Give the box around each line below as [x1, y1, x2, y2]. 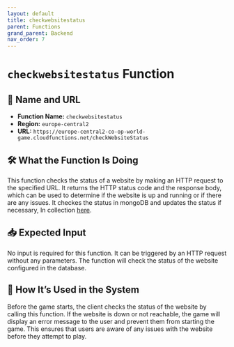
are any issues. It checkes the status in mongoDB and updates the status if [7, 198, 221, 206]
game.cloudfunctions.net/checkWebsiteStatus [17, 134, 149, 141]
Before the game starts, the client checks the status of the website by [7, 302, 207, 311]
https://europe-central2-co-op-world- [33, 128, 146, 136]
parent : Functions [7, 23, 61, 30]
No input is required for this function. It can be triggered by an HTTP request [7, 249, 227, 257]
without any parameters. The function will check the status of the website [7, 256, 219, 265]
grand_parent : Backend [7, 29, 73, 37]
